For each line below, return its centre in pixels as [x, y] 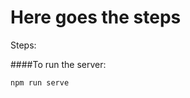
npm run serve [40, 82]
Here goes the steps [96, 17]
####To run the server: [58, 64]
